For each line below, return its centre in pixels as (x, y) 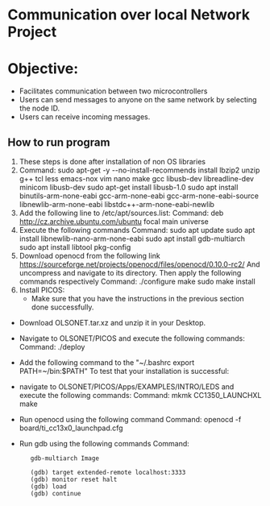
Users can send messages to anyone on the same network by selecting (138, 100)
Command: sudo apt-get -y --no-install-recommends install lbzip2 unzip (139, 170)
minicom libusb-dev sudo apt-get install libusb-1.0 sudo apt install (129, 187)
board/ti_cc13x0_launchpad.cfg (71, 428)
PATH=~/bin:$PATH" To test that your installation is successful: (124, 371)
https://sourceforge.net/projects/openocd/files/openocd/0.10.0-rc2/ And (139, 264)
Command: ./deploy (52, 346)
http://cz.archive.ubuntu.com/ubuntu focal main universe (114, 221)
